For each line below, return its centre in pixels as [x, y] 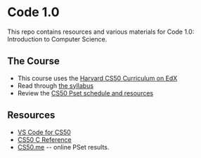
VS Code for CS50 [44, 132]
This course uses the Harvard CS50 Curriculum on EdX [97, 78]
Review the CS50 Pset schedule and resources [85, 93]
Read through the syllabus [55, 86]
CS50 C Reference [44, 139]
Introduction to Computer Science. [57, 39]
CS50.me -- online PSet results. [63, 147]
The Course [33, 61]
